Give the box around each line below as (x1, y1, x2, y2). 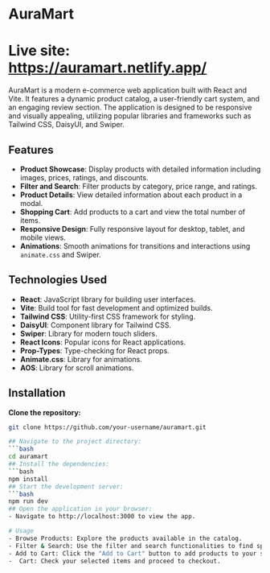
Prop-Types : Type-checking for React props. (19, 345, 170, 355)
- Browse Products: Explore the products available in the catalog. (8, 534, 243, 542)
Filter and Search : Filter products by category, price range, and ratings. (19, 181, 257, 191)
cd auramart (8, 452, 48, 461)
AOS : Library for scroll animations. (19, 363, 134, 373)
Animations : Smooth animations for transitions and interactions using (19, 241, 251, 250)
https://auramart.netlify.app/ (8, 59, 207, 77)
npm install (8, 475, 48, 483)
